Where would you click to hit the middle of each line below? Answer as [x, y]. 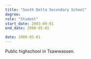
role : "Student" [22, 19]
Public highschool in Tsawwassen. [40, 51]
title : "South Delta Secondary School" [46, 10]
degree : [13, 14]
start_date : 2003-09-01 [30, 24]
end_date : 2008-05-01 [27, 28]
